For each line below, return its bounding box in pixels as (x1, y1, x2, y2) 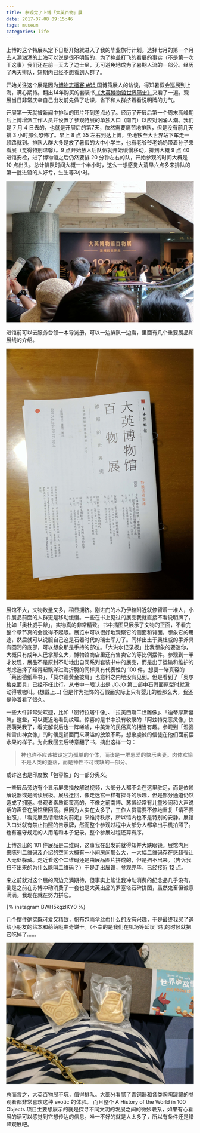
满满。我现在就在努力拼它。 (6, 891, 74, 898)
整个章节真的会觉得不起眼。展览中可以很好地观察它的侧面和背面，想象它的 (6, 628, 189, 635)
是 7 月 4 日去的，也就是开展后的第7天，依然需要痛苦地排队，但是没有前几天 (6, 124, 193, 131)
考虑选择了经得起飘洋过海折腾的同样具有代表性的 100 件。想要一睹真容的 (6, 666, 185, 673)
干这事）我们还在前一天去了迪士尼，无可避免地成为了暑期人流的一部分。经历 (6, 62, 194, 69)
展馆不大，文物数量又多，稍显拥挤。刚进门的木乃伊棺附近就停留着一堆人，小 (6, 606, 194, 613)
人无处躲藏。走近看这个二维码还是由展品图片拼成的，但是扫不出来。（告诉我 (6, 856, 192, 863)
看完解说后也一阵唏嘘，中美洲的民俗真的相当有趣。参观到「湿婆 (37, 723, 194, 730)
